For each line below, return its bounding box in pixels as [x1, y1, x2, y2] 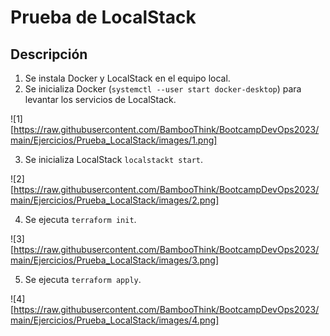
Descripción [10, 46, 88, 63]
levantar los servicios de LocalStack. [24, 94, 177, 105]
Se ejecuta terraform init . [24, 214, 137, 225]
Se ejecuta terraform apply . [24, 274, 142, 285]
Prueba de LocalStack [10, 6, 197, 29]
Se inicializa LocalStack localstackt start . [24, 154, 204, 165]
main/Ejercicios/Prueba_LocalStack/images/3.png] [10, 254, 220, 266]
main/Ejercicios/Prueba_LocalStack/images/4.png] [10, 314, 220, 326]
